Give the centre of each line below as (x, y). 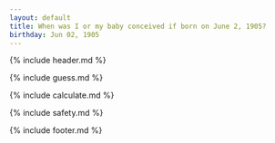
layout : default (40, 18)
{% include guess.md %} (56, 78)
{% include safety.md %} (56, 113)
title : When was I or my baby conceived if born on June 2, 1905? (138, 26)
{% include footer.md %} (56, 130)
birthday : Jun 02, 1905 (55, 34)
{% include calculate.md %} (62, 95)
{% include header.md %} (58, 61)
